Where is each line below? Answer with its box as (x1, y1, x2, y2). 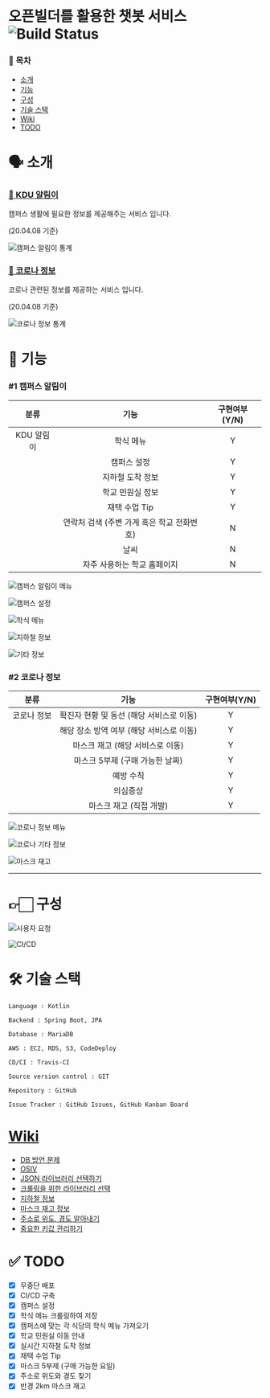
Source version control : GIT (8, 1072, 110, 1080)
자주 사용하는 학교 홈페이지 (83, 559, 178, 570)
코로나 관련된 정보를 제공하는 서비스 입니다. (8, 285, 144, 294)
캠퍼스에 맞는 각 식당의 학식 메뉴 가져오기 (19, 1321, 149, 1330)
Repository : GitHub (8, 1086, 78, 1094)
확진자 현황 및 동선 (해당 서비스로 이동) (59, 710, 198, 721)
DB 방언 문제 (19, 1154, 60, 1164)
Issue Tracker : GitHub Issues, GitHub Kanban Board (8, 1101, 189, 1109)
